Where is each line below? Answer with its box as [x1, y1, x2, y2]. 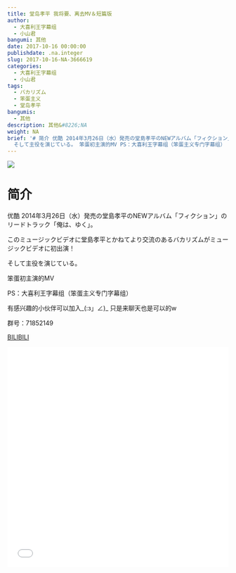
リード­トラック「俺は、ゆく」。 [7, 220, 97, 229]
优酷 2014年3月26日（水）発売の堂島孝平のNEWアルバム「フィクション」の [7, 212, 228, 220]
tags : [7, 82, 23, 89]
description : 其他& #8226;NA [7, 121, 88, 129]
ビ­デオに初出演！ [25, 244, 75, 253]
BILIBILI [7, 333, 29, 341]
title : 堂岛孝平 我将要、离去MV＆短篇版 [7, 10, 112, 18]
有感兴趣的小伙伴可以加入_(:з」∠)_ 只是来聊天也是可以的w [7, 304, 177, 313]
